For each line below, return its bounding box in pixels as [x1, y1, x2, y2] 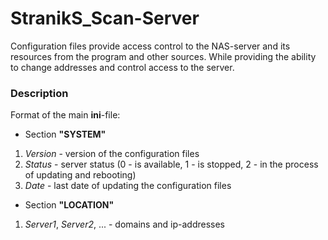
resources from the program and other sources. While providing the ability [10, 50, 317, 62]
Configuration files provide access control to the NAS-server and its [10, 40, 291, 52]
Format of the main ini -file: [10, 109, 121, 121]
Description [10, 86, 69, 100]
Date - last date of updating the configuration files [24, 180, 232, 192]
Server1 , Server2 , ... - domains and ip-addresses [24, 218, 226, 231]
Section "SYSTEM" [24, 128, 107, 141]
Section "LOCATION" [24, 199, 115, 211]
